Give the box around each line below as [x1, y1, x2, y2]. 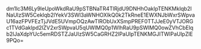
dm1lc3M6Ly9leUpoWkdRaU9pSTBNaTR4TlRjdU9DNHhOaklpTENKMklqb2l [6, 5, 192, 12]
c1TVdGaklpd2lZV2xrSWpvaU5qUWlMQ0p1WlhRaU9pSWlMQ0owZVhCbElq [6, 24, 194, 31]
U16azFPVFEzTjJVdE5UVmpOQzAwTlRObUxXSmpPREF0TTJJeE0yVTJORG [6, 18, 194, 24]
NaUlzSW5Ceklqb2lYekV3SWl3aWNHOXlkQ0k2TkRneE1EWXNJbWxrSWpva [6, 11, 195, 19]
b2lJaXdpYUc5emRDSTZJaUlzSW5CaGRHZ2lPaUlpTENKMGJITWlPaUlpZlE [6, 30, 193, 38]
